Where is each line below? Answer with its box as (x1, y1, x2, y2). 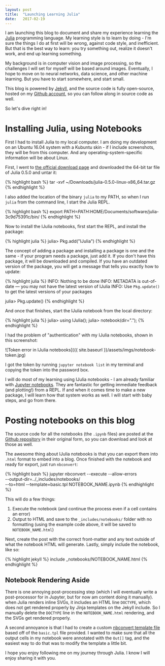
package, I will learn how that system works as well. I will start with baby (5, 392, 152, 398)
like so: (5, 547, 20, 553)
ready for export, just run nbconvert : (5, 462, 78, 467)
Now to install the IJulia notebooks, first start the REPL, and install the (5, 224, 146, 230)
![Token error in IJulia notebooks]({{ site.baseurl (5, 347, 103, 353)
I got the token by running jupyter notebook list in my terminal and (5, 362, 144, 367)
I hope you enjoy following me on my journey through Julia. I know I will (5, 650, 150, 656)
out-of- (142, 278, 157, 284)
